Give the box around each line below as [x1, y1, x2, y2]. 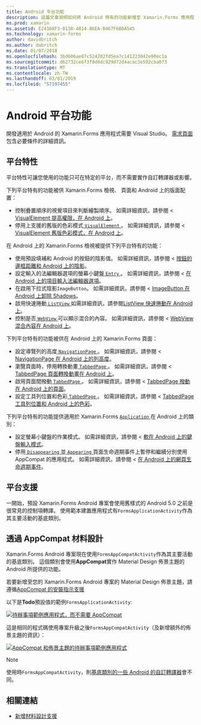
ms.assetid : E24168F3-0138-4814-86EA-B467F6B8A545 [6, 25, 135, 32]
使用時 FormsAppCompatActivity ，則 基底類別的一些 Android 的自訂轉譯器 [6, 669, 182, 676]
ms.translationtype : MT [6, 64, 66, 71]
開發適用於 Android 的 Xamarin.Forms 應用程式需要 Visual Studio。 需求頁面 [6, 130, 193, 137]
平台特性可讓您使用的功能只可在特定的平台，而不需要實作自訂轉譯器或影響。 [6, 173, 195, 181]
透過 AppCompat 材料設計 [6, 533, 103, 543]
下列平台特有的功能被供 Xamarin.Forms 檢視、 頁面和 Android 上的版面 [6, 186, 181, 194]
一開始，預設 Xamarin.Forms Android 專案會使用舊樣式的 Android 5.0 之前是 [6, 499, 193, 507]
